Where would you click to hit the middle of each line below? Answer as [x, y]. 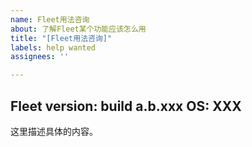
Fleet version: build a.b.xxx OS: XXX [126, 106]
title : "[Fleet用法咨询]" [61, 38]
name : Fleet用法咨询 [50, 19]
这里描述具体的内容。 [54, 131]
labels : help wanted [53, 47]
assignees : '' [40, 57]
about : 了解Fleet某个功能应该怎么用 [78, 29]
